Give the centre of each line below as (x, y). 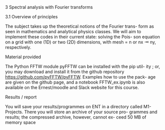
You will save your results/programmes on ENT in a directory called (74, 107)
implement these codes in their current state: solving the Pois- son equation (82, 37)
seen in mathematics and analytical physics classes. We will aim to (73, 31)
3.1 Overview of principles (31, 17)
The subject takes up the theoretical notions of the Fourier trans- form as (80, 26)
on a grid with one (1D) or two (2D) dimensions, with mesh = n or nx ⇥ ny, (81, 42)
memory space (21, 122)
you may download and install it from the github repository (65, 72)
